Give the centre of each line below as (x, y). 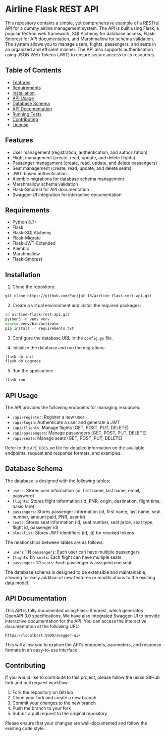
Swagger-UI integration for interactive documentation (67, 195)
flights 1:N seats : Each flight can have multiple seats (67, 557)
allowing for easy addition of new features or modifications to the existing (80, 577)
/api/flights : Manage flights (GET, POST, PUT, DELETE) (70, 427)
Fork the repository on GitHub (43, 692)
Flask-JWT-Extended (34, 243)
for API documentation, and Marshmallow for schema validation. (89, 39)
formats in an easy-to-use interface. (42, 650)
